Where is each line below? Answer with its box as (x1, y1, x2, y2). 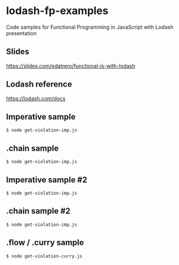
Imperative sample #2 (6, 175, 87, 185)
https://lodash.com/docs (6, 95, 66, 102)
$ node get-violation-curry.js (6, 253, 83, 259)
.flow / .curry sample (6, 237, 84, 247)
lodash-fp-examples (6, 4, 109, 18)
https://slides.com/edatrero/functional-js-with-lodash (6, 62, 136, 69)
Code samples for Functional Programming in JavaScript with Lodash (6, 23, 174, 30)
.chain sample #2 (6, 206, 70, 216)
